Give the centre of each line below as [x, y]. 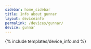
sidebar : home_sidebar [28, 9]
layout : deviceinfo [25, 18]
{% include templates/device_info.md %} [46, 41]
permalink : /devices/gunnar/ [34, 23]
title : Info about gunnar [31, 14]
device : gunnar [20, 28]
